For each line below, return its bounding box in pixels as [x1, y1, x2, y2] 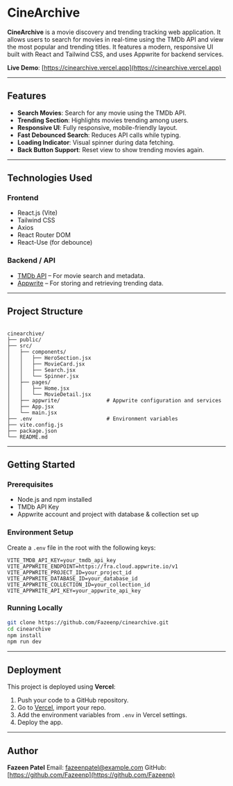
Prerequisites [7, 480, 53, 489]
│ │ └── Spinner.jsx [7, 372, 79, 379]
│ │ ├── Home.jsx [7, 384, 70, 392]
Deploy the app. [17, 718, 63, 727]
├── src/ [7, 342, 33, 349]
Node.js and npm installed [17, 496, 92, 504]
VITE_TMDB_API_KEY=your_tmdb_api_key [7, 557, 116, 564]
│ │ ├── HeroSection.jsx [7, 354, 92, 361]
